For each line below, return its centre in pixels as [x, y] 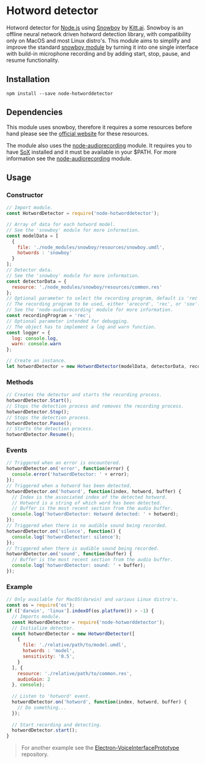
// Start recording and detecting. [57, 725]
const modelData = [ [33, 236]
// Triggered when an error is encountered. [64, 463]
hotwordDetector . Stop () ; [38, 412]
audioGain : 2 [34, 679]
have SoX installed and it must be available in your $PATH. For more [92, 152]
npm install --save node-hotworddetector [60, 93]
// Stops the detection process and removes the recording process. [95, 406]
